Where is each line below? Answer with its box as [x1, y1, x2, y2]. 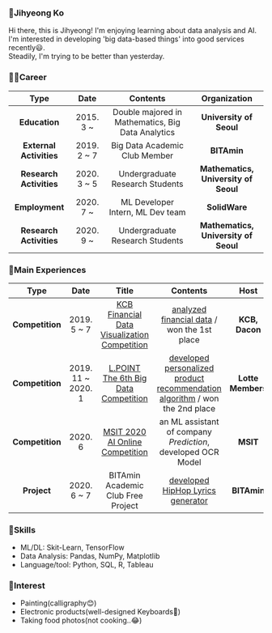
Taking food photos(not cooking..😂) [19, 615, 142, 626]
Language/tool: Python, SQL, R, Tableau [19, 560, 154, 570]
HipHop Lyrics [162, 485, 217, 496]
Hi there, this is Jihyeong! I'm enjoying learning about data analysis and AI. [8, 26, 257, 36]
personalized [164, 362, 215, 373]
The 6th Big [102, 372, 147, 384]
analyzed [172, 304, 207, 315]
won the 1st [166, 324, 212, 335]
